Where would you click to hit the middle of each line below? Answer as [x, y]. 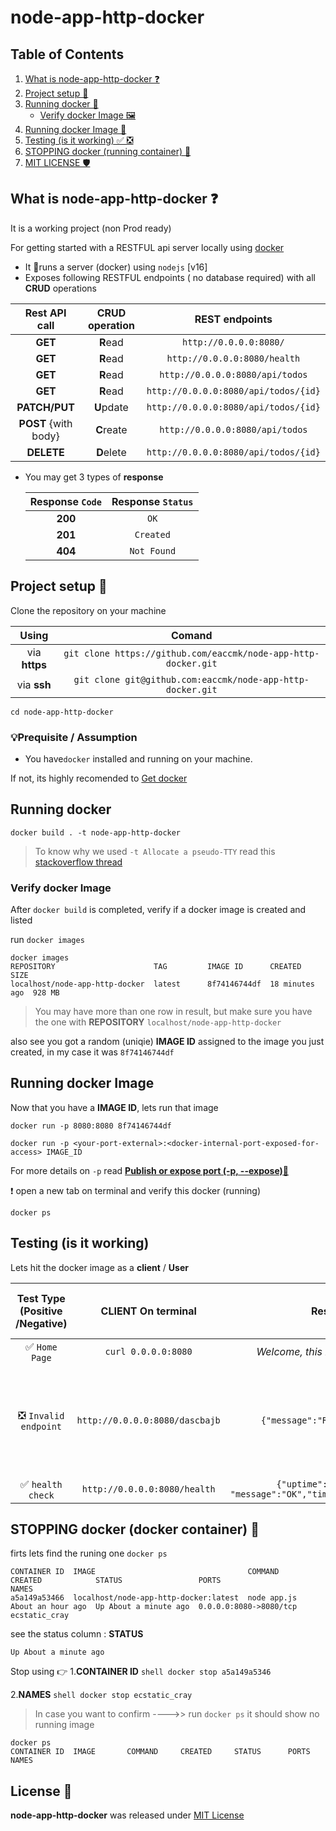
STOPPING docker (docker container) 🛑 [135, 1529]
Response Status [152, 501]
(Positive [41, 1311]
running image [64, 1725]
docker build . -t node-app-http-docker [96, 832]
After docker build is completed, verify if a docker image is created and [158, 910]
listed [21, 920]
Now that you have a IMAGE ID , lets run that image [114, 1107]
